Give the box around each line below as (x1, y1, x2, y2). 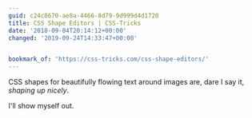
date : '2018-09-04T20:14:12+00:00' (8, 26, 127, 34)
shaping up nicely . (8, 85, 70, 96)
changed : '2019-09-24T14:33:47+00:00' (8, 33, 138, 42)
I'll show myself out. (8, 101, 74, 111)
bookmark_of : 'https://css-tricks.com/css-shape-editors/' (8, 55, 210, 64)
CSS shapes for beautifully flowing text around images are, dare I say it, (8, 77, 245, 87)
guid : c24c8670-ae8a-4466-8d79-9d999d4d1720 (8, 11, 159, 20)
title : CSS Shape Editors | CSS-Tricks (8, 19, 142, 27)
